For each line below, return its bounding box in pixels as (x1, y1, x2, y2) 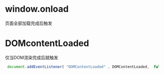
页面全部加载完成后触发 (5, 20, 52, 26)
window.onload (5, 3, 69, 15)
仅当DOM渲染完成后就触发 (5, 54, 59, 60)
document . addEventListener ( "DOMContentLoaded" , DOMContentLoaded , (7, 64, 150, 69)
